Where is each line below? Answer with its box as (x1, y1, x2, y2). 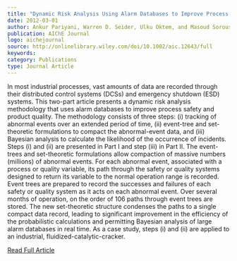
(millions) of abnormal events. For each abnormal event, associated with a (7, 157, 222, 166)
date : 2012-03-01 (7, 17, 59, 24)
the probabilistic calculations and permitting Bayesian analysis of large (7, 217, 212, 226)
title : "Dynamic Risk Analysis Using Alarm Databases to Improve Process (7, 10, 229, 18)
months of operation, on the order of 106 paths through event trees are (7, 195, 213, 203)
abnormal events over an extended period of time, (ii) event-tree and (7, 119, 207, 128)
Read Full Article (7, 245, 55, 254)
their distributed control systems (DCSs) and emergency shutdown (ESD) (7, 90, 220, 98)
